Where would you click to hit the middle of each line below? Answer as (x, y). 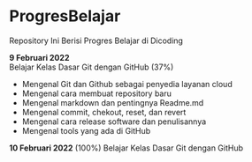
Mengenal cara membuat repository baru (97, 93)
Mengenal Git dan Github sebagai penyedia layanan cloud (127, 84)
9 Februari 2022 (39, 57)
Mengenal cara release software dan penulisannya (114, 121)
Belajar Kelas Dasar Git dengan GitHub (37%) (92, 67)
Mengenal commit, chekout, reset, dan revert (104, 112)
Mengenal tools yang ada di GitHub (86, 130)
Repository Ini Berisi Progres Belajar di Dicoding (96, 40)
